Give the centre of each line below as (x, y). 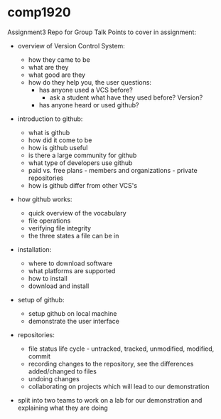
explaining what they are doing (63, 408)
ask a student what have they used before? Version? (126, 97)
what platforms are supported (72, 270)
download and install (59, 286)
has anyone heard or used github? (89, 105)
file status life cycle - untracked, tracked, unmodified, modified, (121, 349)
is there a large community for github (82, 155)
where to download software (70, 263)
